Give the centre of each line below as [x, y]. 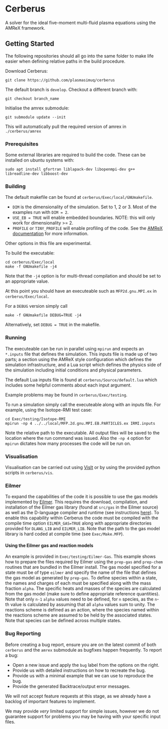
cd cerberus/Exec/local [30, 262]
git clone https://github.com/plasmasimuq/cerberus [60, 80]
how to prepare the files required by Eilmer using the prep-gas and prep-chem [84, 562]
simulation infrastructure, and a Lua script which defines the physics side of [83, 365]
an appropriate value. [27, 281]
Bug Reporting [23, 634]
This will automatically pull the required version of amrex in [66, 127]
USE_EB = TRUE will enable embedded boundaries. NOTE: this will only [84, 218]
